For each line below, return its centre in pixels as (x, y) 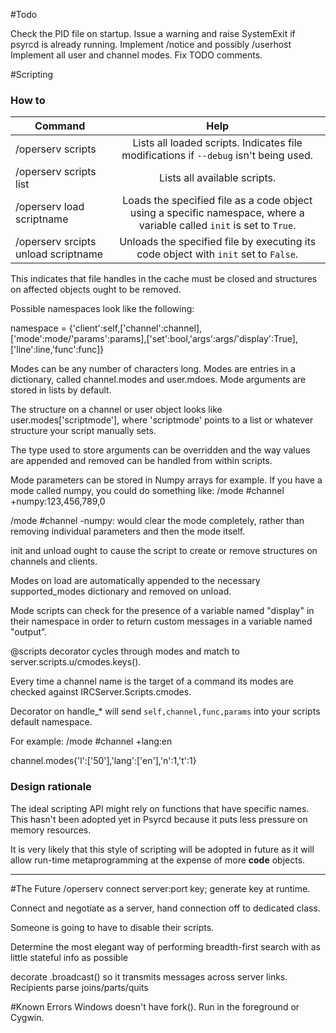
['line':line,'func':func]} (57, 350)
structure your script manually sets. (83, 431)
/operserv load (50, 207)
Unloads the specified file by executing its (218, 242)
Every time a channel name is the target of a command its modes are (152, 681)
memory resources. (51, 830)
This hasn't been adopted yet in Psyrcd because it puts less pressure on (159, 819)
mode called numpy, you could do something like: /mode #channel (147, 491)
